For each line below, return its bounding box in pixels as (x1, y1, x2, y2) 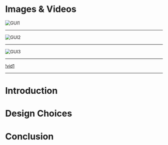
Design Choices (5, 108, 72, 119)
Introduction (5, 85, 58, 97)
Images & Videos (5, 3, 76, 15)
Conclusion (5, 131, 54, 142)
